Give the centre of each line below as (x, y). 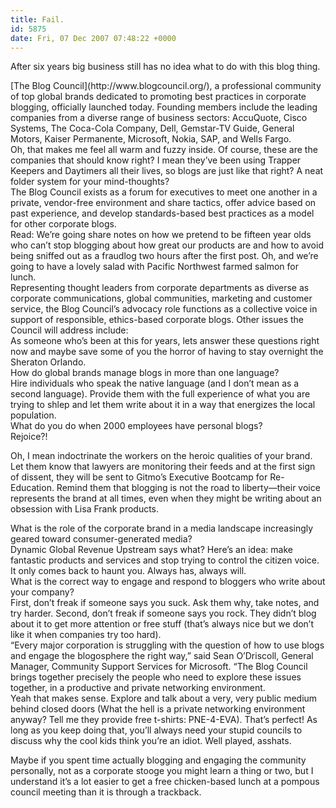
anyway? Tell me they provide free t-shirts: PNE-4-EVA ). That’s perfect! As (164, 720)
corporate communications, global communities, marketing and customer (161, 298)
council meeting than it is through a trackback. (106, 792)
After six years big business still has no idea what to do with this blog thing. (165, 67)
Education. (32, 488)
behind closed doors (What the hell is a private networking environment (158, 709)
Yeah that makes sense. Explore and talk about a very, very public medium (164, 698)
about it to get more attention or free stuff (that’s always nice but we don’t (162, 624)
